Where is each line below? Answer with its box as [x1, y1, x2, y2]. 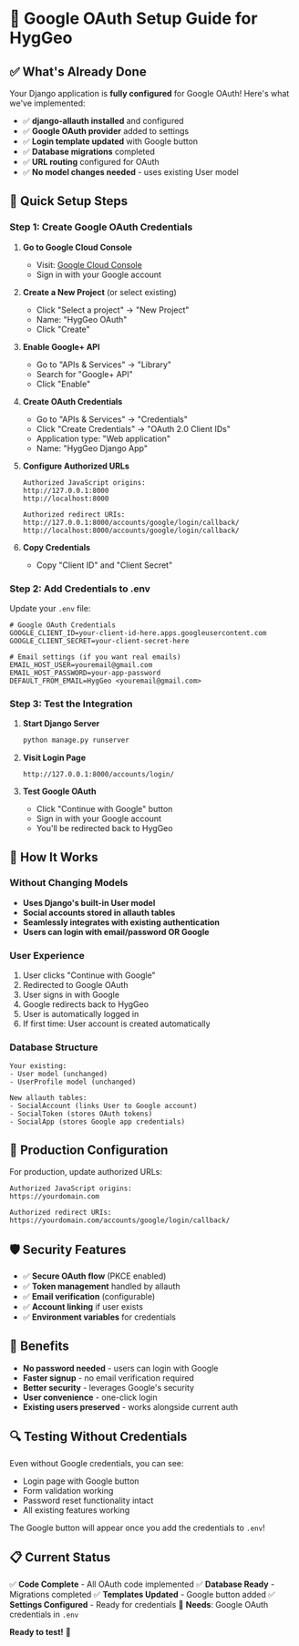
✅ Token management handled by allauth [22, 1281, 180, 1292]
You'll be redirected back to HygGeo [36, 823, 173, 834]
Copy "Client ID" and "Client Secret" [36, 560, 173, 571]
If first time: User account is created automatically [22, 1018, 211, 1029]
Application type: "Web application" [36, 433, 171, 444]
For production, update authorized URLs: [9, 1167, 162, 1178]
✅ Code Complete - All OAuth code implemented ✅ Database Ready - [9, 1579, 275, 1589]
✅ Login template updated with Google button [22, 136, 199, 147]
